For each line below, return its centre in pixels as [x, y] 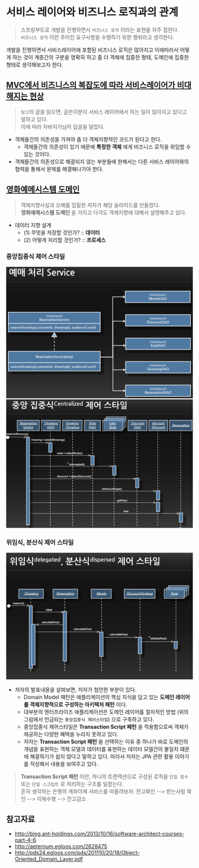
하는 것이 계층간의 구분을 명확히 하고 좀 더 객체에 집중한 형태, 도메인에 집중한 [101, 57]
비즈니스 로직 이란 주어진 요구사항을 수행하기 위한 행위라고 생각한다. [97, 37]
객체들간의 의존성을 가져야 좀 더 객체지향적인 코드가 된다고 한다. [88, 139]
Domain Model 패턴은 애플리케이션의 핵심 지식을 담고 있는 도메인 [99, 697]
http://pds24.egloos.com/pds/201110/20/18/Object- [77, 853]
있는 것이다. [37, 154]
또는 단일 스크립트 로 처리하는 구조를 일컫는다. [72, 784]
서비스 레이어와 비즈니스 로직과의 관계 [92, 12]
